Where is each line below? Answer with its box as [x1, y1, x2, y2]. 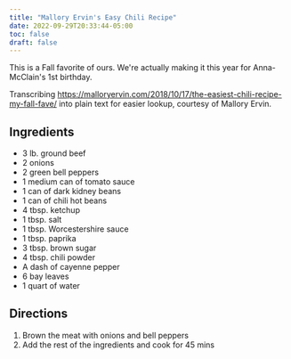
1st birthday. [47, 72, 93, 83]
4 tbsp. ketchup [21, 205, 80, 216]
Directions [9, 306, 69, 322]
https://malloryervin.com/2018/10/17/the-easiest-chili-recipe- [57, 89, 282, 100]
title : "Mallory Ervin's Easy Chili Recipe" [9, 12, 177, 22]
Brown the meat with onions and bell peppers [21, 330, 190, 340]
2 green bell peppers [21, 167, 100, 178]
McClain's [9, 72, 46, 83]
